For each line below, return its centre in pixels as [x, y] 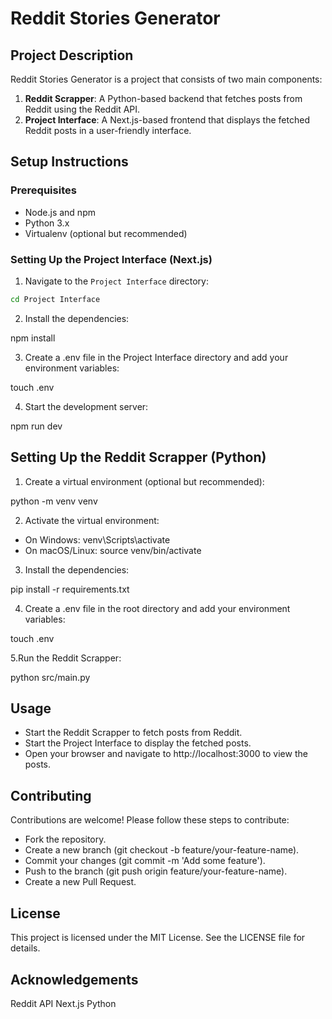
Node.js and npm [60, 212]
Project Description [72, 55]
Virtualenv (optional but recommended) [106, 233]
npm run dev [36, 426]
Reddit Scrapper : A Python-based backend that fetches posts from [163, 98]
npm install [33, 338]
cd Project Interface [55, 299]
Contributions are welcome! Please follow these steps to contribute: [150, 820]
